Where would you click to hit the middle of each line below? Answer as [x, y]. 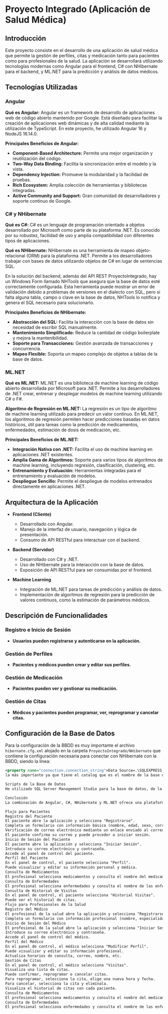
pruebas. [22, 180]
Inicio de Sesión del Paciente [38, 839]
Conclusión [16, 798]
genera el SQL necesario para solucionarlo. [50, 302]
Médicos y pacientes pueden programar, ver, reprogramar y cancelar [85, 712]
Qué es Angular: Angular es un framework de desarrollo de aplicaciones [80, 112]
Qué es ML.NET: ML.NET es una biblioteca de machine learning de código [82, 383]
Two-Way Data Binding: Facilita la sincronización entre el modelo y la [84, 164]
